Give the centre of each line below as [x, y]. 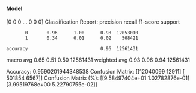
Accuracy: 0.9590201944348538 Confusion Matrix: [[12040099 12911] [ [96, 72]
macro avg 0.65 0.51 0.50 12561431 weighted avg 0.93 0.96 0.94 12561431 [98, 60]
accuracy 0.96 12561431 [72, 49]
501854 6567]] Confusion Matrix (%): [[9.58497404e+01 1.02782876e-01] [98, 78]
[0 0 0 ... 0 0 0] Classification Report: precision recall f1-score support [93, 22]
